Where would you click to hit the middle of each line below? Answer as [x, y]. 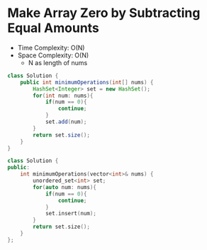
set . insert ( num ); [71, 214]
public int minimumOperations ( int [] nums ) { [87, 82]
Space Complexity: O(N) [53, 55]
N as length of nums [58, 62]
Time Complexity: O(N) [51, 47]
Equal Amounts [53, 28]
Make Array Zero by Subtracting [104, 13]
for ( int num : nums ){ [63, 96]
